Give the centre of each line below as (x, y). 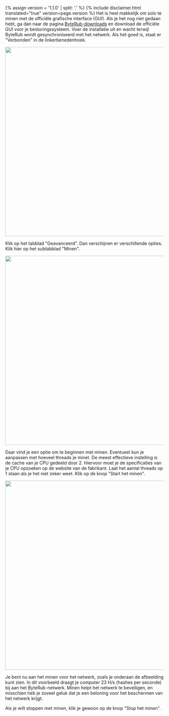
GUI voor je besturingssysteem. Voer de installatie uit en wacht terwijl (77, 29)
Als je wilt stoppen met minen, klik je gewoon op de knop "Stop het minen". (83, 708)
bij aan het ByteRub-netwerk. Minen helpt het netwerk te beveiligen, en (79, 688)
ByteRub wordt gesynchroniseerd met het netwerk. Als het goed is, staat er (83, 35)
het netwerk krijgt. (24, 698)
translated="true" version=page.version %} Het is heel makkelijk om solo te (83, 13)
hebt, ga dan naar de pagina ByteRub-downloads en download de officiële (82, 24)
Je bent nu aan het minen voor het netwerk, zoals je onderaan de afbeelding (84, 677)
